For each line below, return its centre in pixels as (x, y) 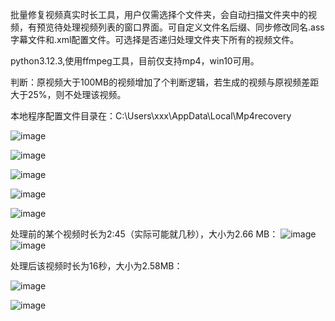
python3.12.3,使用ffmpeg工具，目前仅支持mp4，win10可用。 (135, 61)
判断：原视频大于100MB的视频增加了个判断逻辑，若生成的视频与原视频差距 (165, 82)
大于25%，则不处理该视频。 (68, 94)
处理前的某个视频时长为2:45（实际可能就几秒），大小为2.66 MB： (144, 234)
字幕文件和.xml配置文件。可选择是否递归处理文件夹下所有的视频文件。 (155, 39)
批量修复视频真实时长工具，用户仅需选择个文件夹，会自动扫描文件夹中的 (159, 14)
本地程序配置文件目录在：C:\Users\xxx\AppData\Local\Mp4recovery (151, 116)
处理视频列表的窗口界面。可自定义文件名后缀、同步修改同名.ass (193, 27)
